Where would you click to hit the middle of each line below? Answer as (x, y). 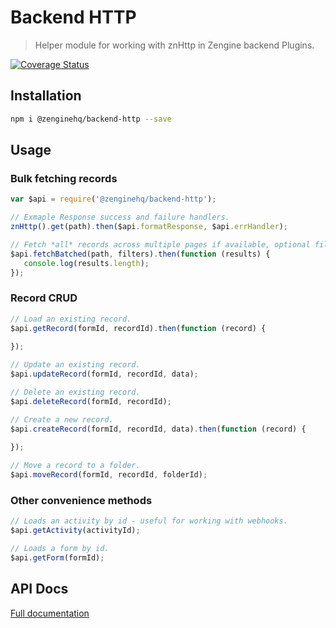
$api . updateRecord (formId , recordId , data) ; (104, 374)
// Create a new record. (62, 419)
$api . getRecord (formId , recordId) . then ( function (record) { (138, 328)
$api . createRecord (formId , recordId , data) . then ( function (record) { (158, 429)
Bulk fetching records (64, 178)
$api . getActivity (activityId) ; (75, 531)
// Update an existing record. (75, 365)
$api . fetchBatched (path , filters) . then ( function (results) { (140, 254)
